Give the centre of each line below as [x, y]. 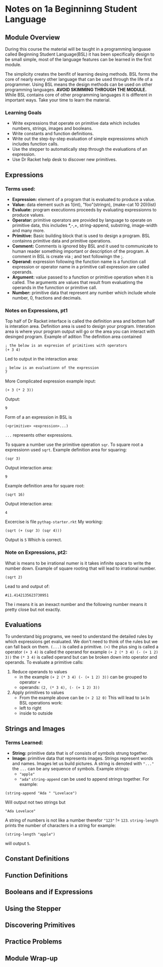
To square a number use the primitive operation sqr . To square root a [74, 444]
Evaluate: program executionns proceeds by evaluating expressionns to [84, 210]
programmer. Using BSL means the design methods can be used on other [79, 84]
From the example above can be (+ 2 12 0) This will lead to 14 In [84, 698]
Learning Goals [24, 112]
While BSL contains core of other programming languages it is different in [79, 95]
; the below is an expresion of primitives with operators [66, 346]
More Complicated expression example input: [51, 381]
